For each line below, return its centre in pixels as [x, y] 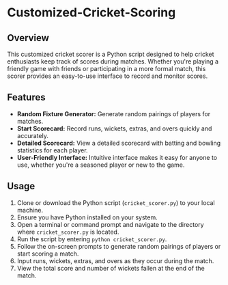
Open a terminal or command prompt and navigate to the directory [110, 224]
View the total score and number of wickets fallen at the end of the [111, 268]
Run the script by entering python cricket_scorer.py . [92, 239]
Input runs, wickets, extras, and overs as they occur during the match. [115, 260]
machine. [30, 210]
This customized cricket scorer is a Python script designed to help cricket [111, 54]
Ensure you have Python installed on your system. [87, 217]
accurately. [33, 135]
